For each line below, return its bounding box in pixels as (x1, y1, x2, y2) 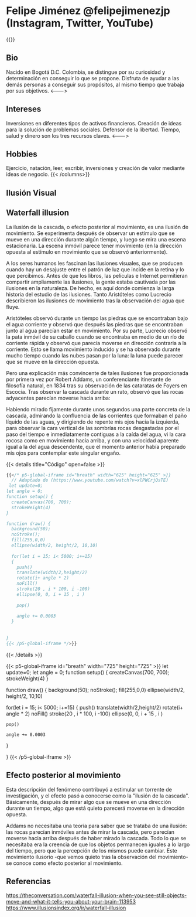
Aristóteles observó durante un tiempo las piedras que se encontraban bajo (6, 315, 188, 322)
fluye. (6, 303, 20, 310)
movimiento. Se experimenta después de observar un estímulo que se (6, 230, 175, 237)
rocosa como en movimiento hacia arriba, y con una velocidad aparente (6, 437, 180, 444)
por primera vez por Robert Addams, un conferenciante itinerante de (6, 376, 171, 383)
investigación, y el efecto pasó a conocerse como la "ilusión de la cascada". (6, 792, 190, 799)
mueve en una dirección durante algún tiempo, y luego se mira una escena (6, 236, 186, 243)
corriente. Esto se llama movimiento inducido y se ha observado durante (6, 346, 181, 353)
